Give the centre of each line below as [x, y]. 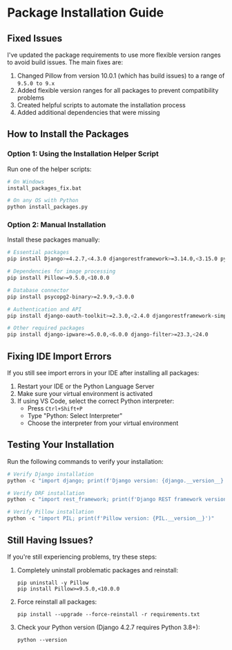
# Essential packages [38, 253]
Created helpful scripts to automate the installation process [101, 105]
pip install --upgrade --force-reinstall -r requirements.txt [108, 614]
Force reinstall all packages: [57, 602]
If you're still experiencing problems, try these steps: [82, 557]
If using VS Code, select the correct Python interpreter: [96, 401]
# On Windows [26, 181]
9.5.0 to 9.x [36, 84]
